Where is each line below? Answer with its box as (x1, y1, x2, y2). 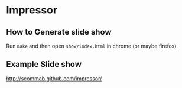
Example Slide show (6, 59, 82, 69)
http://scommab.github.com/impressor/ (6, 75, 102, 82)
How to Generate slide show (6, 27, 112, 37)
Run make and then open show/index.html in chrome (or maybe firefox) (6, 42, 177, 49)
